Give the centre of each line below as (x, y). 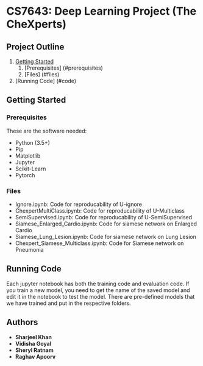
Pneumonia (29, 249)
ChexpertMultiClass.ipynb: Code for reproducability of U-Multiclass (100, 210)
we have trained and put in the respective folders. (69, 303)
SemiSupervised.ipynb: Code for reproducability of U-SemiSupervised (104, 217)
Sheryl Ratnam (34, 350)
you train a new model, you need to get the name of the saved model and (98, 290)
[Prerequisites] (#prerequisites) (64, 68)
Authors (22, 322)
